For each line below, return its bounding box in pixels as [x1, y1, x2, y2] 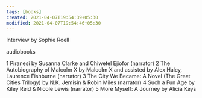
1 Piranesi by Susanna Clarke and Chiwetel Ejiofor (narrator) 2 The [6, 60, 171, 67]
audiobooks [6, 48, 36, 55]
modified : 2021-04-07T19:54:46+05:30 [6, 20, 101, 26]
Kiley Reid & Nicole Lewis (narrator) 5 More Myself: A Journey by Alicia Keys [6, 85, 197, 93]
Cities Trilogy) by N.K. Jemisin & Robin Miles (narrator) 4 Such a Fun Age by [6, 79, 195, 86]
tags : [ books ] [6, 8, 42, 15]
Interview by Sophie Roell [6, 37, 69, 44]
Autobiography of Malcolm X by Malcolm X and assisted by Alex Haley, [6, 66, 183, 73]
